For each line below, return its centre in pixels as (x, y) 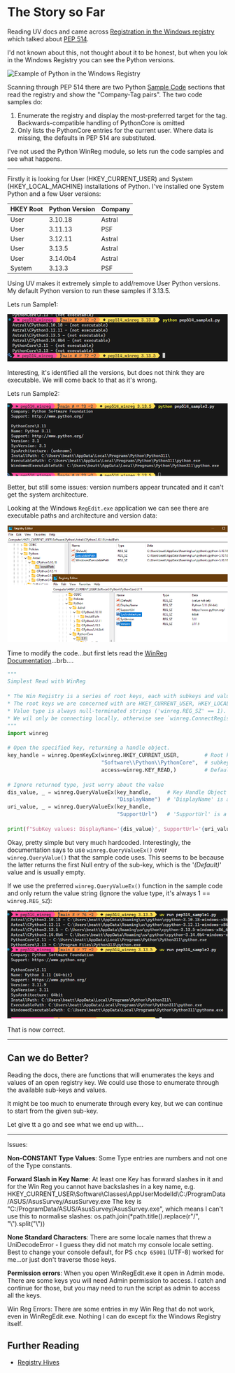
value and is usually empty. (47, 872)
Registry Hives (38, 1363)
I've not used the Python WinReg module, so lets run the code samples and (116, 151)
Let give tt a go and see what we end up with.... (76, 1124)
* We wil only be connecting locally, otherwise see (86, 718)
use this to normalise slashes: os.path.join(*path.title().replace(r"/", (104, 1216)
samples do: (25, 101)
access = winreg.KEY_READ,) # (155, 770)
